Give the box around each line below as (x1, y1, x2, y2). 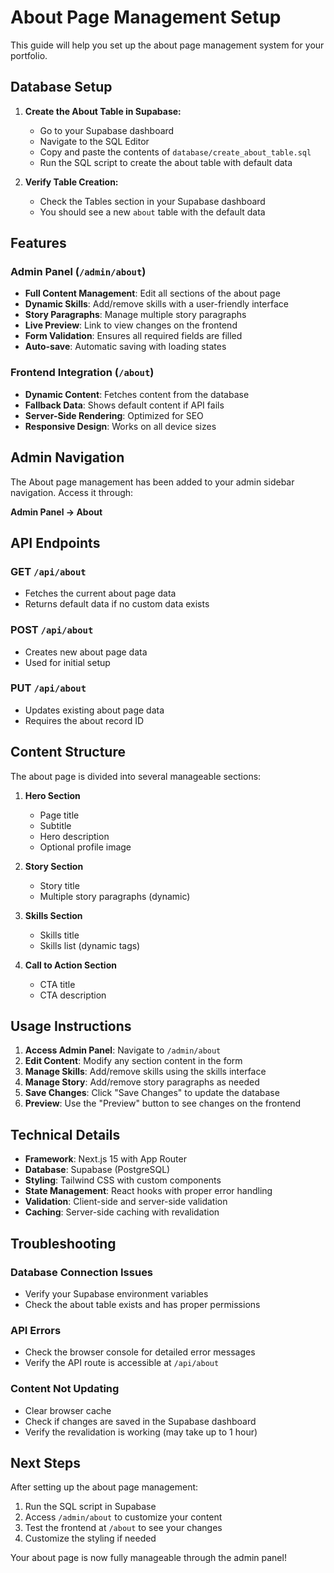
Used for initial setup (24, 656, 111, 668)
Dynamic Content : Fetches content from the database (24, 388, 250, 400)
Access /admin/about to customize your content (24, 1511, 223, 1523)
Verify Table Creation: (24, 176, 119, 188)
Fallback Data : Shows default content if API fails (24, 399, 225, 411)
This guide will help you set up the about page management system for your (10, 39, 325, 51)
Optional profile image (39, 841, 132, 853)
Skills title (39, 929, 80, 941)
